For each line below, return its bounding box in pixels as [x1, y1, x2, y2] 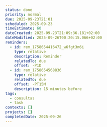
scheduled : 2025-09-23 [5, 21, 53, 26]
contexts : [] [5, 105, 33, 110]
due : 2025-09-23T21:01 [5, 16, 53, 21]
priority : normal [5, 12, 42, 17]
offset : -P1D [14, 63, 42, 68]
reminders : [5, 40, 28, 45]
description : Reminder [14, 53, 62, 59]
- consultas [10, 95, 35, 100]
